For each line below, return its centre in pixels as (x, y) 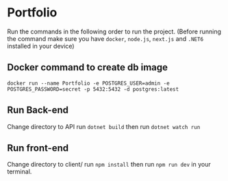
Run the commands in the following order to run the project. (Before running (114, 31)
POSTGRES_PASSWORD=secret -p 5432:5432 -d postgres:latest (93, 89)
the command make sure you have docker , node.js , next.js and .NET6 (105, 38)
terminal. (20, 171)
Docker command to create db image (88, 67)
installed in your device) (41, 46)
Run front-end (38, 148)
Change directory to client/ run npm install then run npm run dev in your (109, 165)
